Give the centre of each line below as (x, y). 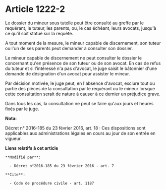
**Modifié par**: (23, 157)
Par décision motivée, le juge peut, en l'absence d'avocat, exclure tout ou (80, 83)
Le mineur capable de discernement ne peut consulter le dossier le (74, 58)
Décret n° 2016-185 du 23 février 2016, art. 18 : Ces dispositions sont (75, 128)
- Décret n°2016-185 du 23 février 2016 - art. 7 (62, 166)
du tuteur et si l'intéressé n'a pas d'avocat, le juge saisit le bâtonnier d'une (81, 68)
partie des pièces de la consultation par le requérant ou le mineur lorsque (80, 88)
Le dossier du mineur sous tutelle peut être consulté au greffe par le (75, 23)
